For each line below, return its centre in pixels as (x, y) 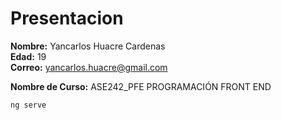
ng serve (28, 105)
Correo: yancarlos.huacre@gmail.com (89, 67)
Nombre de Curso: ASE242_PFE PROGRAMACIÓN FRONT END (141, 86)
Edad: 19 (28, 56)
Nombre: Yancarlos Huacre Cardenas (88, 46)
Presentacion (67, 18)
